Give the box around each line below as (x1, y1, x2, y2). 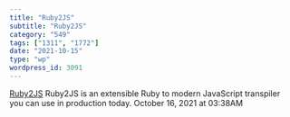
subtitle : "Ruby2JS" (9, 22, 88, 31)
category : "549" (9, 30, 71, 39)
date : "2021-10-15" (9, 47, 83, 56)
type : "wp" (9, 55, 51, 64)
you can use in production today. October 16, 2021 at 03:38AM (9, 97, 243, 108)
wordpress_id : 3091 (9, 64, 83, 73)
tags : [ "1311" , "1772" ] (9, 38, 100, 48)
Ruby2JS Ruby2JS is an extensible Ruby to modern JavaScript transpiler (9, 87, 281, 99)
